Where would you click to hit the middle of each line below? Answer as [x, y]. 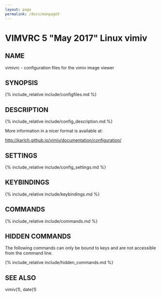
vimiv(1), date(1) [21, 290]
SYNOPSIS [22, 83]
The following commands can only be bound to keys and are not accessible [80, 248]
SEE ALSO [21, 278]
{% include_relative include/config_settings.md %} [56, 167]
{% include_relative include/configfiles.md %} [51, 95]
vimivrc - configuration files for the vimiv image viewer [60, 67]
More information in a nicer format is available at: [54, 131]
